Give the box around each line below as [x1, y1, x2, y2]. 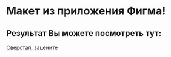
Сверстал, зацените [6, 44, 58, 51]
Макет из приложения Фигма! [6, 4, 166, 18]
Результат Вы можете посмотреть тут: [6, 28, 162, 38]
